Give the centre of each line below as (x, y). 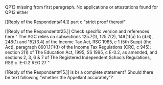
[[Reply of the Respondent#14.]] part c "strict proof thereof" (66, 22)
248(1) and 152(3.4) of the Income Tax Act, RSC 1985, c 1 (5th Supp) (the (78, 42)
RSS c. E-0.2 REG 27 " (27, 63)
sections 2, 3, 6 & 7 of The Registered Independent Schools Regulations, (78, 57)
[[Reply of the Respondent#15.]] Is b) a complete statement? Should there (79, 72)
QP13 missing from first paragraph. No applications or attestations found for (81, 7)
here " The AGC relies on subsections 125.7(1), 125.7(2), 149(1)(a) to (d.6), (79, 37)
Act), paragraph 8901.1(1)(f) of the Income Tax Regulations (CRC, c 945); (78, 47)
